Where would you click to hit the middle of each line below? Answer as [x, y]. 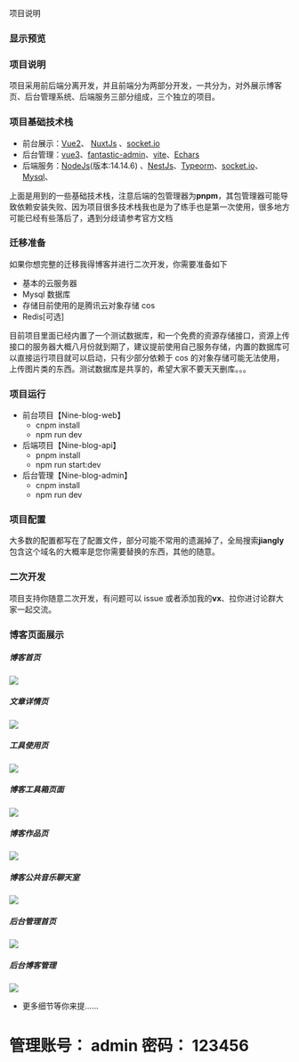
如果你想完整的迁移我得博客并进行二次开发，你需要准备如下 [118, 264]
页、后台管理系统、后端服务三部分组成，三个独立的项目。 [114, 97]
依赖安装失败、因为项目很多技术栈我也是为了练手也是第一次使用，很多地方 [153, 207]
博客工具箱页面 [36, 789]
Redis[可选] [43, 316]
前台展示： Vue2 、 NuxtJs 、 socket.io [91, 143]
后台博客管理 [32, 965]
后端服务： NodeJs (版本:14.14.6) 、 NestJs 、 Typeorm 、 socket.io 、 [142, 165]
